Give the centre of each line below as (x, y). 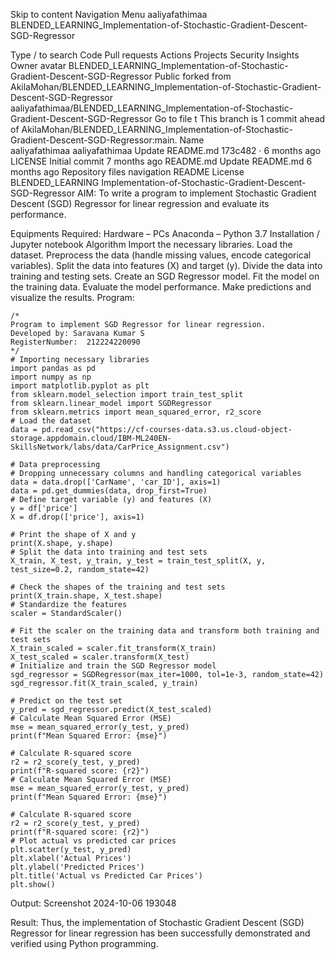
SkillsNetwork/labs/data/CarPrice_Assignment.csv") (120, 447)
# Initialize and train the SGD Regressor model (113, 666)
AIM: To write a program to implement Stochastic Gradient (197, 193)
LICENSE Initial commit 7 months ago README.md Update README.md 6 (161, 161)
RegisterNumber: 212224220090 (75, 342)
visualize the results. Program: (72, 297)
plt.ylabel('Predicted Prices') (77, 867)
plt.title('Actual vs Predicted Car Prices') (106, 876)
